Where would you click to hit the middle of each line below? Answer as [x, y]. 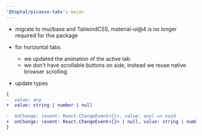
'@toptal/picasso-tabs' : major [45, 12]
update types [31, 83]
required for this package [46, 35]
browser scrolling [45, 71]
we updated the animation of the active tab [77, 58]
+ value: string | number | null [50, 105]
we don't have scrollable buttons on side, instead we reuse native [105, 65]
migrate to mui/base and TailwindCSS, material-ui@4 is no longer [96, 29]
